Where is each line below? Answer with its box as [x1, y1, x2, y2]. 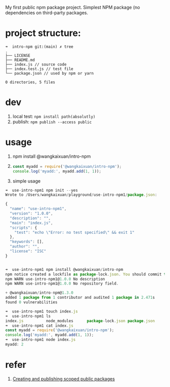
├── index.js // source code [5, 62, 67, 67]
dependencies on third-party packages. [5, 10, 89, 16]
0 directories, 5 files [5, 80, 56, 85]
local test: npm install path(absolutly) [12, 113, 96, 119]
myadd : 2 [5, 342, 24, 347]
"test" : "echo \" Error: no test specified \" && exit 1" [14, 230, 135, 235]
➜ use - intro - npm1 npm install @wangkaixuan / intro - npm [5, 267, 123, 272]
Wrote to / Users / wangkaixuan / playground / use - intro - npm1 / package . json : [5, 192, 157, 197]
